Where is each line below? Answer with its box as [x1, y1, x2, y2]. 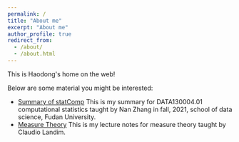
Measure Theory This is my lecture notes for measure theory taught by [17, 120, 226, 128]
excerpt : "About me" [7, 24, 69, 31]
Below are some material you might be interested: [7, 83, 153, 92]
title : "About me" [7, 17, 62, 24]
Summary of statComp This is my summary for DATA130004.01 [17, 97, 203, 106]
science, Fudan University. [17, 112, 96, 121]
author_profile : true [7, 30, 72, 38]
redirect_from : [7, 37, 53, 44]
